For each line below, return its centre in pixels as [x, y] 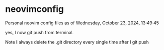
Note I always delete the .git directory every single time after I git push [77, 42]
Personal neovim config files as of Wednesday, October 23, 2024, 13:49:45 [82, 23]
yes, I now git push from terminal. [39, 32]
